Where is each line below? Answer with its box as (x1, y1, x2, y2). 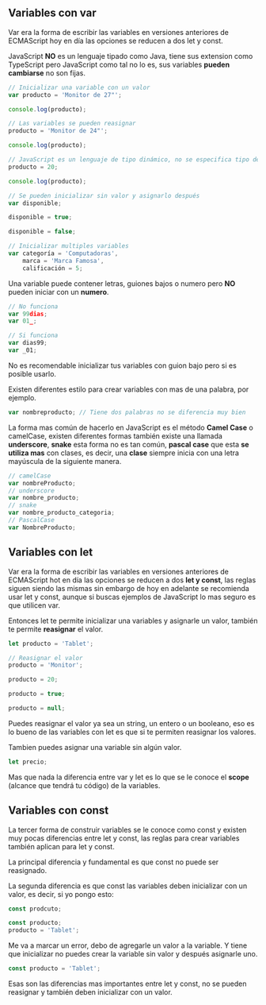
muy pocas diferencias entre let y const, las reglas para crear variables (8, 833, 240, 843)
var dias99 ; (8, 339, 47, 347)
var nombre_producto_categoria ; (8, 508, 115, 517)
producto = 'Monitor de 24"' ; (8, 127, 108, 135)
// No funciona (8, 302, 59, 311)
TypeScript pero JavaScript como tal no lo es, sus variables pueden (8, 60, 230, 69)
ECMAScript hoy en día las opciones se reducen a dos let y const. (8, 36, 223, 45)
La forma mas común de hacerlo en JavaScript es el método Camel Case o (8, 423, 253, 432)
